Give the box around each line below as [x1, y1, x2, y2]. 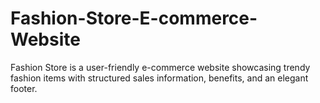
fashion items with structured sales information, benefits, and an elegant [10, 72, 309, 84]
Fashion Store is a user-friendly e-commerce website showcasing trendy [10, 61, 311, 73]
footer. [10, 82, 38, 94]
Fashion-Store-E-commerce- [10, 7, 258, 30]
